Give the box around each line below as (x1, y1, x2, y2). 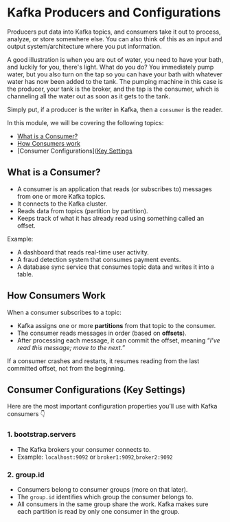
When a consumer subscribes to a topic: (7, 308, 122, 316)
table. (16, 270, 34, 278)
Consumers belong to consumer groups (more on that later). (16, 485, 188, 493)
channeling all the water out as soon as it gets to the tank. (7, 91, 170, 100)
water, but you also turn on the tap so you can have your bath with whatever (7, 70, 223, 78)
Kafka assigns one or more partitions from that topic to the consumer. (16, 321, 216, 329)
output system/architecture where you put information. (7, 42, 163, 50)
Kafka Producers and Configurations (7, 5, 221, 21)
